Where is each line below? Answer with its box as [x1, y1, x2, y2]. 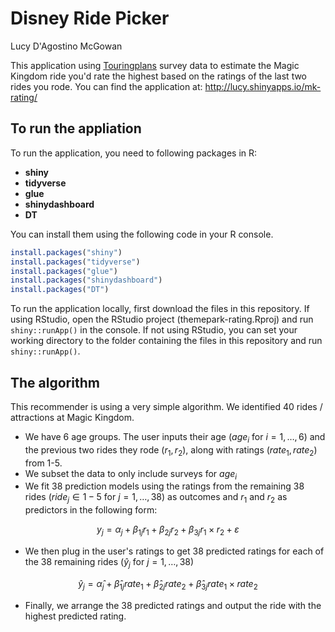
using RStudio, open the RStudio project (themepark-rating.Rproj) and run [10, 313, 314, 326]
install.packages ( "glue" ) [10, 266, 118, 276]
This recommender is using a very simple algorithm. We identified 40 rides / [10, 400, 323, 412]
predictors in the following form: [24, 504, 158, 516]
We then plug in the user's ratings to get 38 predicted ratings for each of [24, 545, 325, 557]
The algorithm [10, 374, 100, 391]
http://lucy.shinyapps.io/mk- [204, 80, 322, 92]
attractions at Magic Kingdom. [10, 411, 135, 423]
